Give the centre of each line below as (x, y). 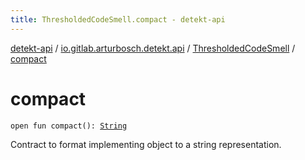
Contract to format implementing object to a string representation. (146, 144)
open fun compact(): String (69, 126)
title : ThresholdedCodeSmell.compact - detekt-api (118, 19)
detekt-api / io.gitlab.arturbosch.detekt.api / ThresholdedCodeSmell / (153, 48)
